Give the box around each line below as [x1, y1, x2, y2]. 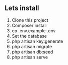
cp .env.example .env [11, 27, 56, 34]
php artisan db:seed [11, 49, 53, 55]
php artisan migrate [11, 43, 52, 49]
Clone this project [11, 17, 48, 23]
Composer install [11, 22, 47, 28]
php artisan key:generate [11, 38, 64, 44]
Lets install [4, 4, 39, 12]
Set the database [11, 33, 47, 39]
